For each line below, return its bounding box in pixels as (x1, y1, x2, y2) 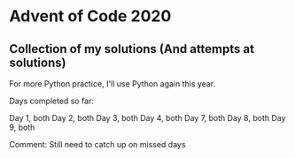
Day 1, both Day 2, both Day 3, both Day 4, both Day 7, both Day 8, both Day (9, 113, 286, 123)
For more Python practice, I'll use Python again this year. (9, 79, 215, 89)
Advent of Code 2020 (9, 6, 172, 26)
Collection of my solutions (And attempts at (9, 41, 255, 56)
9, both (9, 122, 35, 132)
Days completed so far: (9, 95, 95, 106)
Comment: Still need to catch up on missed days (9, 139, 186, 149)
